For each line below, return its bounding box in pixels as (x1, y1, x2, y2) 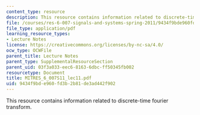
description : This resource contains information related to (6, 14, 161, 20)
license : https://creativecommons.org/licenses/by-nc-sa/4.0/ (6, 42, 164, 48)
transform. (6, 104, 32, 110)
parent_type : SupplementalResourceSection (6, 58, 113, 64)
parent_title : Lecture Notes (6, 53, 79, 59)
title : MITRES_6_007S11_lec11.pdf (6, 75, 92, 81)
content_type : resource (6, 8, 65, 15)
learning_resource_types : (6, 31, 70, 37)
